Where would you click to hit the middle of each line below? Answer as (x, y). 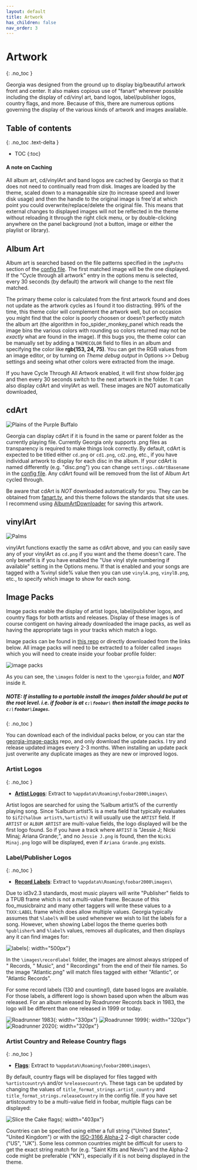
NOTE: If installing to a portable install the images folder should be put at (97, 697)
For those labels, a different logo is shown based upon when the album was (97, 996)
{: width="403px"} (82, 1119)
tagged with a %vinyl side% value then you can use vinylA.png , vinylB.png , (98, 572)
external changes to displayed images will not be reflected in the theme (92, 212)
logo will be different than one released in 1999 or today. (74, 1008)
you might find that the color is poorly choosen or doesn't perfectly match (95, 318)
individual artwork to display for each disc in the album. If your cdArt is (91, 461)
